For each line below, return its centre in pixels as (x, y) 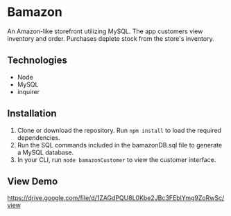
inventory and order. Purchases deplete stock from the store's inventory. (111, 38)
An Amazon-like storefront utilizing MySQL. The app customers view (105, 31)
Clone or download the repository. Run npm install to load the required (119, 130)
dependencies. (38, 137)
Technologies (37, 61)
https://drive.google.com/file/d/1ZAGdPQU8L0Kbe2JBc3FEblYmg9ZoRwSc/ (116, 198)
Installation (32, 114)
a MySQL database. (45, 152)
